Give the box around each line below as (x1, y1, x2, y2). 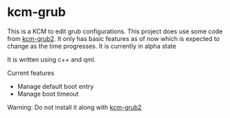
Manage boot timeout (17, 90, 79, 98)
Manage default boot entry (17, 82, 94, 90)
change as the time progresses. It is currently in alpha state (7, 42, 177, 50)
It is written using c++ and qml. (7, 55, 96, 63)
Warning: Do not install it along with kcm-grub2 (7, 103, 142, 111)
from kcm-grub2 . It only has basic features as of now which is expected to (7, 34, 220, 42)
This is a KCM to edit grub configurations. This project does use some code (7, 27, 223, 35)
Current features (7, 69, 55, 77)
